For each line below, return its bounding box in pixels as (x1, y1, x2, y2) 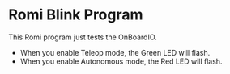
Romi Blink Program (8, 6, 143, 24)
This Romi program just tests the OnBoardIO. (8, 32, 158, 42)
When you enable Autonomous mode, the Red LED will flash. (19, 56, 223, 66)
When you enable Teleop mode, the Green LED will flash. (19, 47, 211, 57)
